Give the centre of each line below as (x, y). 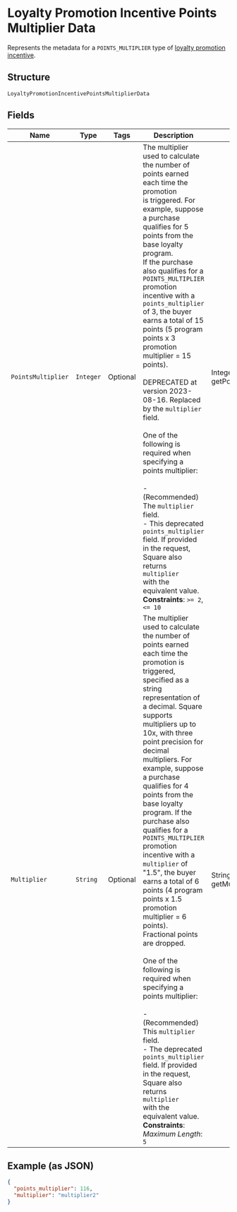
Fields (21, 116)
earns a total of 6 (171, 881)
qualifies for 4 (166, 786)
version (155, 391)
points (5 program (173, 329)
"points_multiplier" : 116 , (53, 1189)
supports (158, 715)
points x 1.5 (162, 899)
